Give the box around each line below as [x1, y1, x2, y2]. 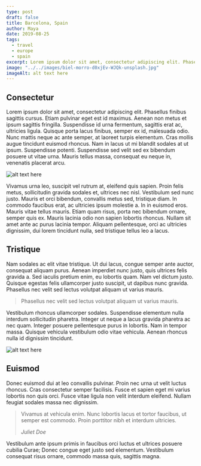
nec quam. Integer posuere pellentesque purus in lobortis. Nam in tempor [6, 321, 187, 329]
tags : [6, 37, 20, 43]
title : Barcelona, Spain [6, 20, 68, 26]
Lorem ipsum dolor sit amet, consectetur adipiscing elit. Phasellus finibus [6, 109, 187, 116]
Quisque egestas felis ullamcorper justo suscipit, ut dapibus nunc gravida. [6, 279, 189, 287]
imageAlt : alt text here [6, 70, 68, 76]
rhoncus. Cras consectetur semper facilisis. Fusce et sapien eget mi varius [6, 386, 190, 393]
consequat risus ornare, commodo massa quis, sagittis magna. [6, 452, 161, 459]
